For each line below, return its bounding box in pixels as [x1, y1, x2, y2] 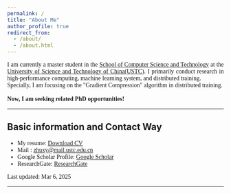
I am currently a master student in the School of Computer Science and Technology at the [7, 61, 225, 68]
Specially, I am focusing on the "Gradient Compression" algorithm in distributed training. [7, 82, 223, 89]
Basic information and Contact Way [7, 121, 162, 133]
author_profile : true [7, 23, 69, 30]
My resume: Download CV [16, 139, 83, 147]
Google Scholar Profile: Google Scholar [16, 153, 114, 160]
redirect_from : [7, 29, 51, 36]
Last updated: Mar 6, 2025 [7, 173, 71, 180]
